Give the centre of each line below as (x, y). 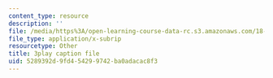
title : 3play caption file (54, 54)
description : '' (36, 24)
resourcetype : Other (43, 46)
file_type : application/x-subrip (65, 39)
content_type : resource (49, 16)
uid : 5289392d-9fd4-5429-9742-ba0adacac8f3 (83, 62)
